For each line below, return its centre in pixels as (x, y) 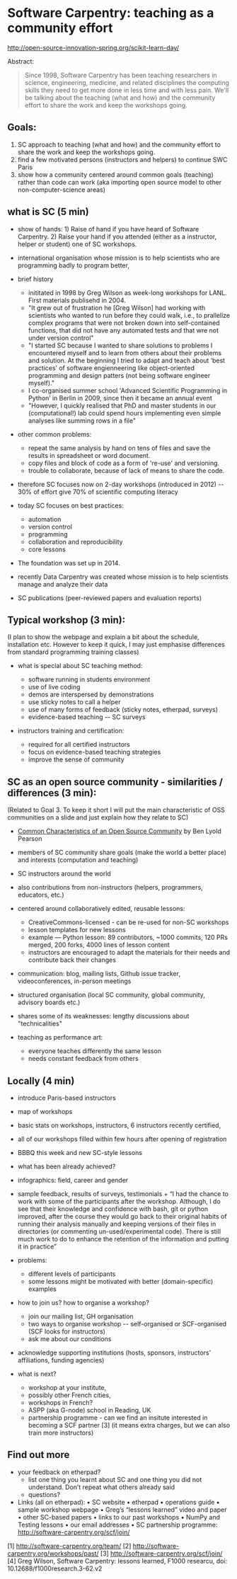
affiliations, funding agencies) (61, 1360)
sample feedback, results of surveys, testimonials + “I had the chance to (123, 1194)
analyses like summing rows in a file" (82, 420)
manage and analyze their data (63, 584)
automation (45, 519)
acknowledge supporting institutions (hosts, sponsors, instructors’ (114, 1353)
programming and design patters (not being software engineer (119, 375)
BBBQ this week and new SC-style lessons (80, 1153)
